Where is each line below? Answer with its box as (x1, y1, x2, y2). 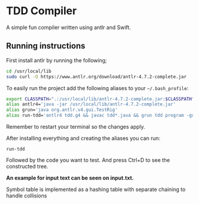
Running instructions (6, 41, 86, 51)
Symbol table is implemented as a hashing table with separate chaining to (6, 186, 186, 193)
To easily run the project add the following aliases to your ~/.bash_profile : (6, 84, 188, 91)
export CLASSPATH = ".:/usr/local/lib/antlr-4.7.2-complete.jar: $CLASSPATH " (6, 96, 195, 102)
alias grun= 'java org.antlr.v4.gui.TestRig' (6, 107, 118, 113)
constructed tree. (6, 163, 49, 170)
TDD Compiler (6, 4, 77, 18)
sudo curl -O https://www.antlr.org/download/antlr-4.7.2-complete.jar (6, 74, 187, 79)
